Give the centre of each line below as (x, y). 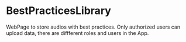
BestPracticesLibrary (58, 11)
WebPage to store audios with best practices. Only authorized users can (93, 27)
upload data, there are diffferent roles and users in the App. (77, 33)
